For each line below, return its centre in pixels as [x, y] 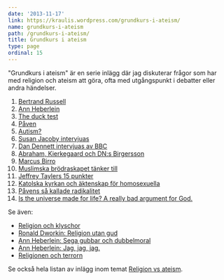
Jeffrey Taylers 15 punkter [56, 175]
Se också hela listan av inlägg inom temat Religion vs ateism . [95, 269]
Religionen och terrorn [50, 255]
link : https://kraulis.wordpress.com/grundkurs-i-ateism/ [94, 20]
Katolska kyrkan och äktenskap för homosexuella [89, 183]
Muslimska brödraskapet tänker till [68, 168]
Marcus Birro [37, 161]
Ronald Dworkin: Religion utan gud [68, 233]
